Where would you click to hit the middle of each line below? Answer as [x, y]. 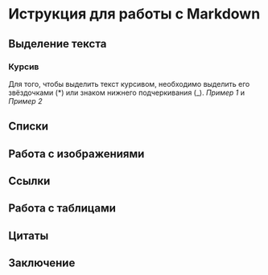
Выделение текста [58, 44]
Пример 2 [25, 101]
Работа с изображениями [76, 154]
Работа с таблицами [62, 209]
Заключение [42, 263]
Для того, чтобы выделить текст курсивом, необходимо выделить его [129, 84]
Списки [29, 127]
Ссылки [29, 181]
